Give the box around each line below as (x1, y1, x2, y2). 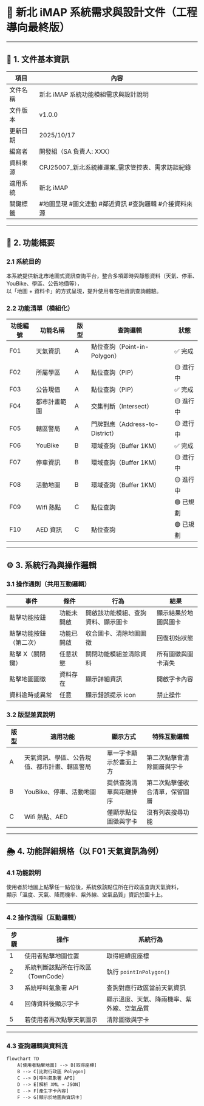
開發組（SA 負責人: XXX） (39, 147, 114, 156)
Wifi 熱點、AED (24, 812, 68, 821)
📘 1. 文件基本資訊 (6, 54, 70, 64)
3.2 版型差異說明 (6, 710, 56, 719)
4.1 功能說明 (6, 868, 41, 877)
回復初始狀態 (157, 634, 194, 642)
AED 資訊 (36, 526, 63, 534)
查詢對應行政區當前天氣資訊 (106, 983, 186, 992)
